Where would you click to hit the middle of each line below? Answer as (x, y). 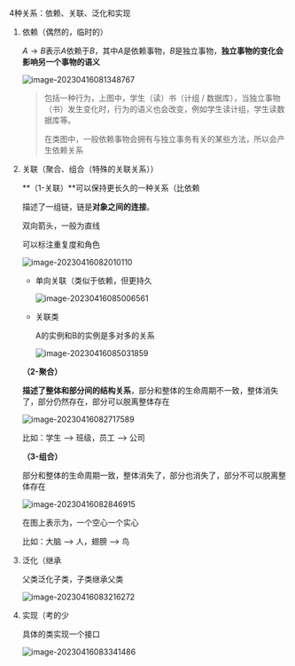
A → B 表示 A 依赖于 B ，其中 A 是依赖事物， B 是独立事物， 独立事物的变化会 (153, 51)
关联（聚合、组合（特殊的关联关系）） (90, 169)
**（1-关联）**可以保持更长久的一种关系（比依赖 (111, 188)
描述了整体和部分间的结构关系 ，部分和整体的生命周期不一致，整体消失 (150, 390)
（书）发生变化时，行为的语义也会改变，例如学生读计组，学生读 (160, 109)
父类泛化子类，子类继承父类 (73, 579)
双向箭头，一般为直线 (61, 226)
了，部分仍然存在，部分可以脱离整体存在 (96, 401)
